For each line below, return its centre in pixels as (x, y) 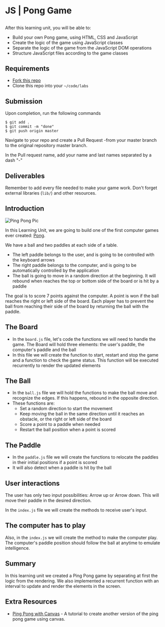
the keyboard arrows (33, 260)
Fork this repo (27, 80)
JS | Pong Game (38, 11)
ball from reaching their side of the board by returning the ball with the (77, 306)
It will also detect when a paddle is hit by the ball (62, 468)
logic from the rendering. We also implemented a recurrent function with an (82, 581)
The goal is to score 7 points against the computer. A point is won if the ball (82, 296)
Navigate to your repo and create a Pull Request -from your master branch (81, 140)
